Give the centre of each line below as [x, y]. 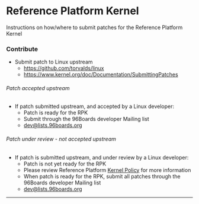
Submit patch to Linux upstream [54, 62]
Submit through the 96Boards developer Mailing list [86, 119]
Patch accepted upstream [38, 88]
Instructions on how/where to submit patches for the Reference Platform [94, 27]
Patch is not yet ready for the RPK [65, 164]
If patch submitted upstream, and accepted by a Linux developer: [94, 106]
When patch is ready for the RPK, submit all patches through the [102, 176]
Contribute [22, 49]
